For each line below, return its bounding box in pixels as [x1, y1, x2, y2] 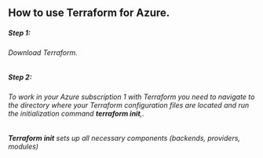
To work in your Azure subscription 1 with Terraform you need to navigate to [8, 92, 255, 101]
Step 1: [8, 28, 31, 38]
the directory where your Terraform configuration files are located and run [8, 101, 250, 110]
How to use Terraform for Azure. [8, 6, 170, 20]
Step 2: [8, 72, 33, 82]
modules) [8, 141, 39, 151]
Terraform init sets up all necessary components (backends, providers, [8, 133, 241, 142]
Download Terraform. [8, 48, 79, 57]
